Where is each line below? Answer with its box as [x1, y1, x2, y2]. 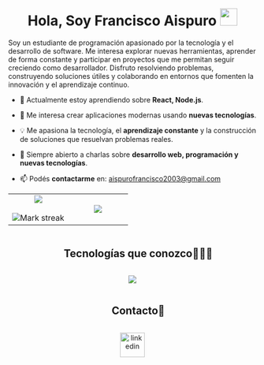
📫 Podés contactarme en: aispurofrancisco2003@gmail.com [19, 173, 221, 183]
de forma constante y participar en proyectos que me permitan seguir [8, 54, 235, 64]
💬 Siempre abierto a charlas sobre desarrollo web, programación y [19, 150, 239, 159]
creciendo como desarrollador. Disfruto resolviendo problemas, [8, 63, 214, 73]
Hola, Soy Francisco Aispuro [27, 12, 217, 30]
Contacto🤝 [111, 304, 165, 318]
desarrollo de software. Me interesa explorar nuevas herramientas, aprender [8, 46, 256, 55]
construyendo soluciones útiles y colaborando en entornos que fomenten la [8, 71, 254, 80]
